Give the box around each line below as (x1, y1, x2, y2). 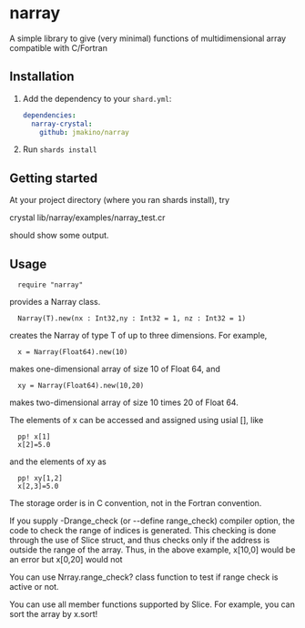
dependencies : (22, 110, 76, 120)
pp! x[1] (17, 432, 51, 441)
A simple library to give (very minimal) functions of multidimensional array (9, 33, 287, 44)
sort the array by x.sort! (9, 609, 98, 619)
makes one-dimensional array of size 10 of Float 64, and (9, 363, 221, 374)
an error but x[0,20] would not (9, 554, 123, 564)
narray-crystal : (31, 119, 93, 128)
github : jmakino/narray (39, 127, 129, 137)
